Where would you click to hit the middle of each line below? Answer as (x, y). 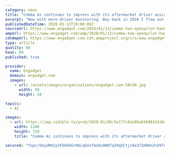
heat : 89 (14, 52)
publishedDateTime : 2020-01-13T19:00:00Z (50, 24)
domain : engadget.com (33, 76)
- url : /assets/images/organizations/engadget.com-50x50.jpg (80, 85)
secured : (14, 145)
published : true (22, 57)
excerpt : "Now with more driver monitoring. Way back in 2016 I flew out (85, 19)
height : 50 (30, 94)
